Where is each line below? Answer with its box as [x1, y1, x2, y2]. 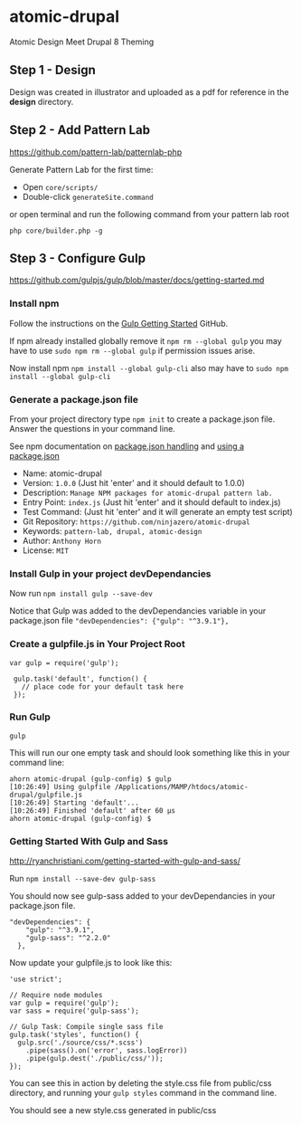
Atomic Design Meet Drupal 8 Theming [9, 36, 155, 47]
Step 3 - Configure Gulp [9, 251, 146, 266]
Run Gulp [9, 710, 52, 723]
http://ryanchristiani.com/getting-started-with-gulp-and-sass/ [9, 855, 241, 866]
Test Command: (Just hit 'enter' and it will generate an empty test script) [22, 506, 294, 517]
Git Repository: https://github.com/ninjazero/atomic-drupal [22, 516, 250, 527]
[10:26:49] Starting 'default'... [9, 798, 140, 807]
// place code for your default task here [21, 682, 183, 691]
